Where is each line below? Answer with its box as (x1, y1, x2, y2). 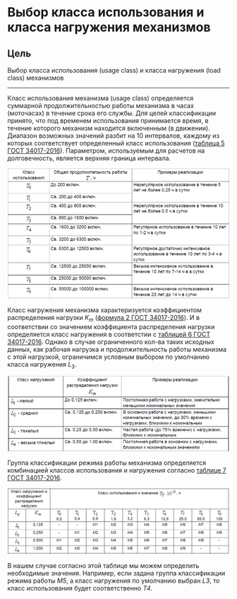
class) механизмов (7, 73, 64, 82)
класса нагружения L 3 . (7, 360, 77, 370)
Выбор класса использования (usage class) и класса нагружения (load (7, 66, 221, 74)
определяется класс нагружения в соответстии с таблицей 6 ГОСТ (7, 330, 211, 338)
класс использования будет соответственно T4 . (7, 584, 153, 593)
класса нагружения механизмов (7, 19, 211, 35)
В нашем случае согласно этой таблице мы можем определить (7, 562, 200, 570)
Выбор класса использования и (7, 4, 205, 20)
